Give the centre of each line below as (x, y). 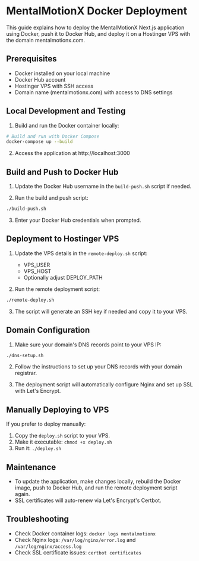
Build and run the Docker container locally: (67, 125)
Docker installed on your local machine (62, 73)
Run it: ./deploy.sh (38, 448)
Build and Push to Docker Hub (62, 172)
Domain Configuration (48, 330)
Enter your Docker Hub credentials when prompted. (78, 220)
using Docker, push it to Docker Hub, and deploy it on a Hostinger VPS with (98, 33)
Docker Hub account (40, 79)
